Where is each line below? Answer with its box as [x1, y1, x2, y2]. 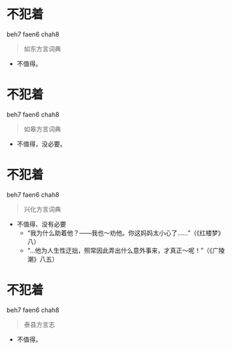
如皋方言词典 [23, 124, 61, 133]
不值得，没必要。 [16, 140, 67, 148]
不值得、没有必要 [16, 220, 67, 228]
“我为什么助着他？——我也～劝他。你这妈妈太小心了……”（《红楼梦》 [27, 229, 225, 237]
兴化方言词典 [23, 205, 61, 213]
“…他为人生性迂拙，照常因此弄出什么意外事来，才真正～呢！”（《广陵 [27, 246, 225, 255]
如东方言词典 [23, 44, 61, 53]
